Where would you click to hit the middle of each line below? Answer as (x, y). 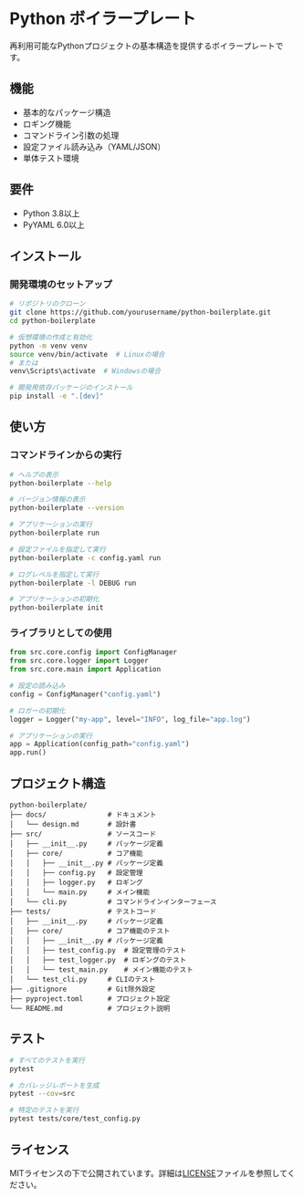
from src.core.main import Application (85, 670)
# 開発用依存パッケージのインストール (71, 388)
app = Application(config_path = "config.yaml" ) (99, 745)
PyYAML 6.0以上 (53, 224)
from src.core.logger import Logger (79, 661)
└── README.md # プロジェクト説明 (90, 1009)
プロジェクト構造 (57, 783)
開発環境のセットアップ (61, 284)
